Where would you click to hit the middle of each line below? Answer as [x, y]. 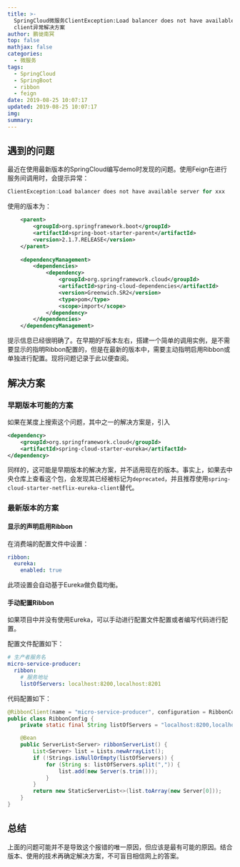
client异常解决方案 [40, 27]
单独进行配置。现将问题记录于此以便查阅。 [70, 358]
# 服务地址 [34, 677]
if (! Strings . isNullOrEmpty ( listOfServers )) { [104, 758]
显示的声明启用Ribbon [40, 526]
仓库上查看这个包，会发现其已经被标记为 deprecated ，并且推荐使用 [111, 479]
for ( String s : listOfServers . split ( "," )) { [113, 764]
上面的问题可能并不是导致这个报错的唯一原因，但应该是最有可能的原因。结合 [120, 847]
